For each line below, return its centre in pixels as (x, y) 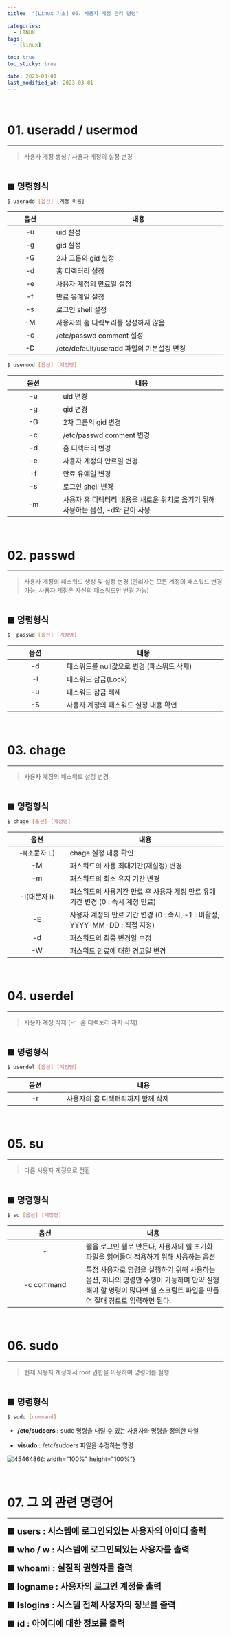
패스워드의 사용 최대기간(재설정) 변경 (126, 866)
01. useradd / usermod (73, 130)
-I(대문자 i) (37, 897)
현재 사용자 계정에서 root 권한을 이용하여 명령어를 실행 (97, 1372)
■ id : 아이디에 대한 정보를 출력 (66, 1624)
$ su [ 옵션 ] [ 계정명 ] (34, 1215)
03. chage (37, 750)
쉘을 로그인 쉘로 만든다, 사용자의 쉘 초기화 (149, 1247)
